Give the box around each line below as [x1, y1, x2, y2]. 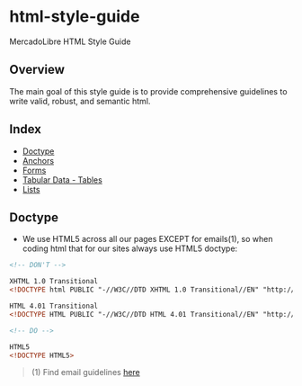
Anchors [22, 155, 55, 166]
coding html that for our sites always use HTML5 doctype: [22, 243, 238, 254]
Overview [9, 62, 66, 77]
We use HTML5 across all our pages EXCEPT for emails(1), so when [22, 234, 273, 245]
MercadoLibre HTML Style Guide [9, 36, 131, 47]
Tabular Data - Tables [22, 174, 103, 185]
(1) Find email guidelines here [31, 367, 141, 378]
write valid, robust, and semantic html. [9, 95, 151, 106]
